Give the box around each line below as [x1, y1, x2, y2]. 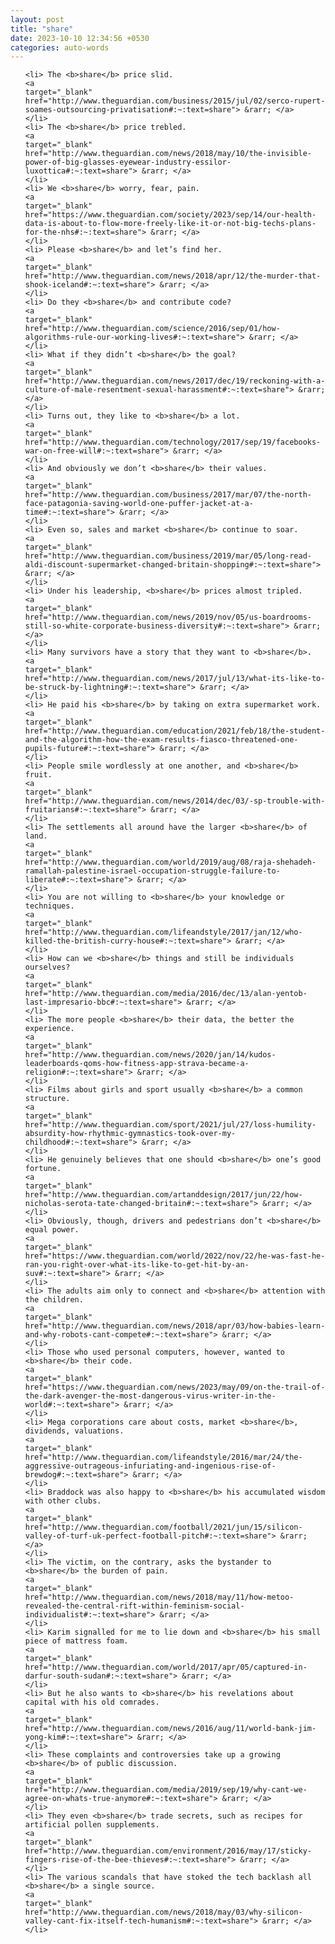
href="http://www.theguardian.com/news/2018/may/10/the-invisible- [24, 149, 312, 159]
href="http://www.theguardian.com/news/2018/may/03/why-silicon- [24, 1907, 303, 1918]
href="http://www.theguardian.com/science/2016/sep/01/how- [24, 324, 281, 334]
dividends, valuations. [24, 1426, 125, 1436]
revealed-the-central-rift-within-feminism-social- [24, 1601, 245, 1611]
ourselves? [24, 962, 71, 973]
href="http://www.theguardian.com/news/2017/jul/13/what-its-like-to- [24, 674, 326, 684]
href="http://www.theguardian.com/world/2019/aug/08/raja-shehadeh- [24, 857, 317, 868]
